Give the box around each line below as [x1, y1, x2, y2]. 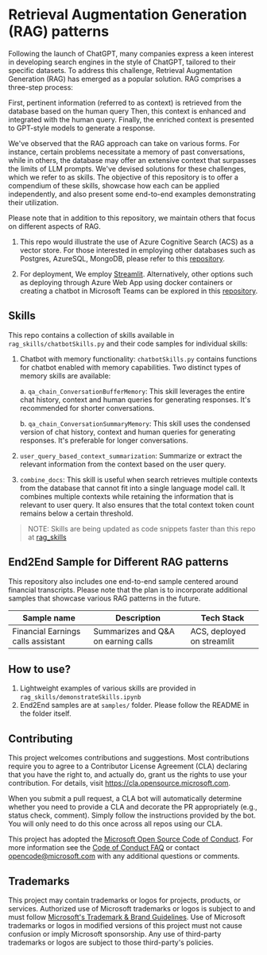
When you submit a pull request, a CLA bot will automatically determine [8, 794, 242, 803]
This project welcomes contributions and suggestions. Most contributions [8, 753, 250, 763]
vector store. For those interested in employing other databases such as [19, 245, 256, 255]
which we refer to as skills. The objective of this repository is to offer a [8, 172, 238, 182]
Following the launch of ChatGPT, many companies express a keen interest [8, 48, 254, 58]
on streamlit [190, 636, 234, 647]
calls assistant [12, 636, 65, 647]
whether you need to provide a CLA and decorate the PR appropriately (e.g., [8, 802, 258, 812]
